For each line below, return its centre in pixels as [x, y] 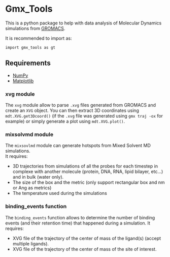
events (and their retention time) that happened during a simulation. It [78, 223]
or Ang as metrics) [32, 188]
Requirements [28, 63]
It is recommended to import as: [39, 38]
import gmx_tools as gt [30, 47]
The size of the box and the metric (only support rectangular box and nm [89, 182]
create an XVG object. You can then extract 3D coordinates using [72, 110]
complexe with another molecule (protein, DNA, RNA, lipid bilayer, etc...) [88, 172]
